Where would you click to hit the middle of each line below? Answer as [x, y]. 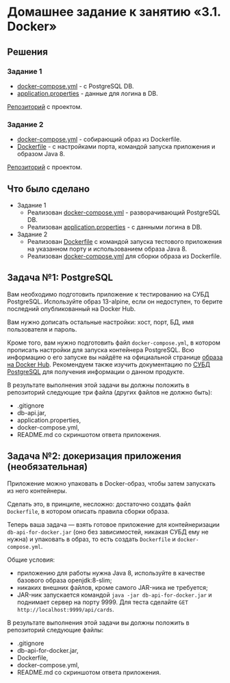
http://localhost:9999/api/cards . [65, 609]
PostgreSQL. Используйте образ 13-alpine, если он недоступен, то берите [115, 301]
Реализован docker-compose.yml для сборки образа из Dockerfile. [124, 256]
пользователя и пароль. [42, 329]
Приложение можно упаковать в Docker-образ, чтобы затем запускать [111, 483]
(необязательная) [47, 467]
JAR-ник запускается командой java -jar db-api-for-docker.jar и [114, 595]
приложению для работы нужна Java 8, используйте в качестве [111, 573]
